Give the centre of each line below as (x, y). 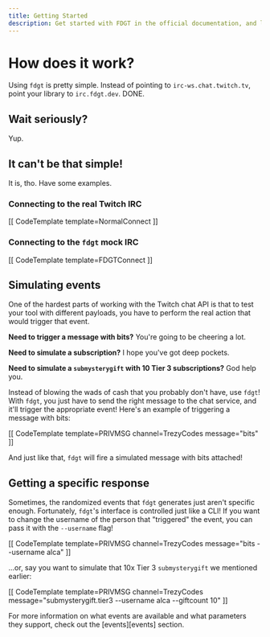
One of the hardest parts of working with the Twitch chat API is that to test (131, 304)
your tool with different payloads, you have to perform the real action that (130, 313)
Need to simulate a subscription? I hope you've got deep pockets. (119, 353)
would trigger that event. (49, 322)
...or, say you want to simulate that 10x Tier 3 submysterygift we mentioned (133, 568)
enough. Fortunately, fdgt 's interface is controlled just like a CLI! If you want (134, 511)
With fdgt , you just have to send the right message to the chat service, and (133, 401)
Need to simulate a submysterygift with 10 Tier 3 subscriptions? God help (133, 368)
